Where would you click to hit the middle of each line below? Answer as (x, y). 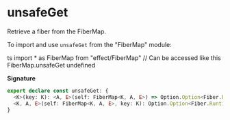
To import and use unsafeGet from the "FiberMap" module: (90, 44)
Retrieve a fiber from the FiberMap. (57, 31)
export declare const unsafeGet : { (58, 91)
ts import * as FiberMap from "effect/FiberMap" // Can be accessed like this (114, 58)
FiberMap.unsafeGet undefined (51, 65)
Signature (22, 78)
